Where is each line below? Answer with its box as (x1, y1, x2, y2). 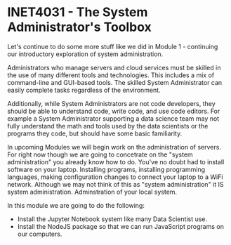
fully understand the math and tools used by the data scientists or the (7, 121, 209, 130)
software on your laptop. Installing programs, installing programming (7, 165, 206, 173)
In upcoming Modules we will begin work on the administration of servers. (7, 143, 221, 151)
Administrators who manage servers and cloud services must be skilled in (7, 63, 221, 72)
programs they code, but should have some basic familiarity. (7, 129, 183, 138)
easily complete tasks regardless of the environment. (7, 86, 161, 94)
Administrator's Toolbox (7, 19, 152, 35)
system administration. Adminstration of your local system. (7, 187, 178, 196)
